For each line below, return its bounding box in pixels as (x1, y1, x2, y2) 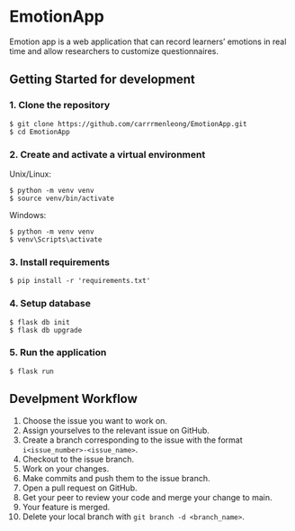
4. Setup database (9, 298, 92, 310)
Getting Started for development (9, 72, 195, 87)
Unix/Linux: (9, 169, 52, 179)
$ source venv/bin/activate (9, 194, 115, 203)
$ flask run (9, 367, 54, 376)
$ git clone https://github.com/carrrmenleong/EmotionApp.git (9, 119, 247, 128)
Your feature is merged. (22, 501, 111, 512)
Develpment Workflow (9, 391, 138, 407)
